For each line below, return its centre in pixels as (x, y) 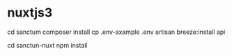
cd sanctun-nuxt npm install (47, 45)
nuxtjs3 (30, 13)
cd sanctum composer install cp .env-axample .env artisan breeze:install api (116, 32)
